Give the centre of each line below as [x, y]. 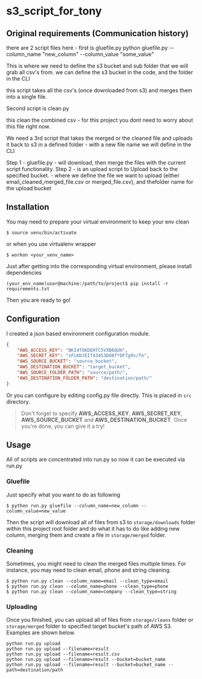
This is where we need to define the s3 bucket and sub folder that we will [97, 66]
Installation [28, 207]
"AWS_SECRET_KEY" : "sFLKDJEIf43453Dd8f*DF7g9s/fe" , [83, 356]
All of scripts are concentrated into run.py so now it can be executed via [96, 460]
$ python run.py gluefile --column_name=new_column [72, 505]
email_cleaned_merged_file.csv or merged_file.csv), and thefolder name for [100, 182]
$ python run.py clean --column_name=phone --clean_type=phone [87, 587]
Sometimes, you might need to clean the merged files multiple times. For [96, 564]
